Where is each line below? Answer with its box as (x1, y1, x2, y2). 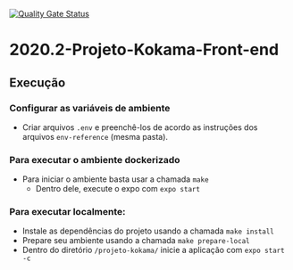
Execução (9, 75, 66, 90)
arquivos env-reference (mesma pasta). (21, 131, 168, 142)
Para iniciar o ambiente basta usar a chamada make (21, 174, 209, 184)
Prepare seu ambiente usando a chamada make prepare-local (21, 235, 250, 246)
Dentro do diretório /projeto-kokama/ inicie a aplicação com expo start (21, 245, 285, 256)
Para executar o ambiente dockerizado (9, 153, 180, 166)
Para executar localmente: (9, 206, 127, 218)
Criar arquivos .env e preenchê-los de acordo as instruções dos (21, 121, 258, 133)
